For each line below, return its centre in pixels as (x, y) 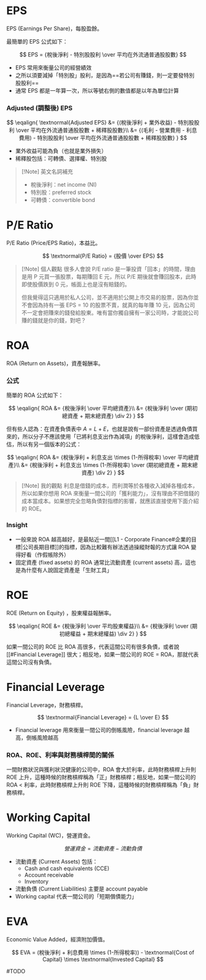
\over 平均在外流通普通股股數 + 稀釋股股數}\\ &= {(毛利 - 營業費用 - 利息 (106, 130)
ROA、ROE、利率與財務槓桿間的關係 (60, 755)
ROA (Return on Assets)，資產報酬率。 (55, 363)
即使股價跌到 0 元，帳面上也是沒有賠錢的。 (76, 284)
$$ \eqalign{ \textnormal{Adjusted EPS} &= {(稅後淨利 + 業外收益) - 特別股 (100, 123)
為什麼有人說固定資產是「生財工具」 (66, 570)
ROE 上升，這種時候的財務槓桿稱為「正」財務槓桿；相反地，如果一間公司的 (101, 777)
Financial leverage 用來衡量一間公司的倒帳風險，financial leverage (99, 730)
